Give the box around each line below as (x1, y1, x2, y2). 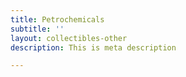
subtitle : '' (10, 24, 65, 34)
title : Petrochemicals (10, 14, 105, 25)
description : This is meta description (10, 42, 177, 53)
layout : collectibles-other (10, 33, 128, 43)
